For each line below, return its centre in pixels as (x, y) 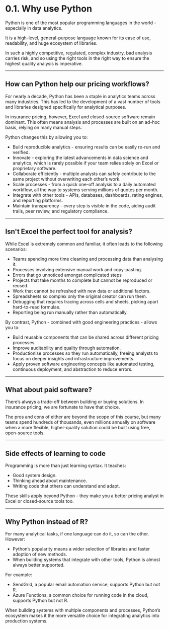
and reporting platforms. (38, 200)
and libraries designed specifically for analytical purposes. (66, 107)
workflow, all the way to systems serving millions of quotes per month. (86, 190)
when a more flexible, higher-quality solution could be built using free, (78, 428)
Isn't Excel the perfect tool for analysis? (69, 232)
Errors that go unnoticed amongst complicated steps (67, 275)
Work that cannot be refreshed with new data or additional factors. (81, 291)
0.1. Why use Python (49, 9)
